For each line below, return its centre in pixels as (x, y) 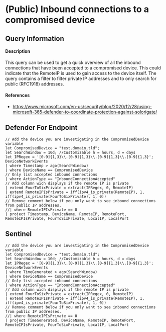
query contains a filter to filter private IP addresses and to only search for (81, 78)
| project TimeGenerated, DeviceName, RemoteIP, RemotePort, (70, 320)
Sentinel (18, 234)
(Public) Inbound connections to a (77, 9)
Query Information (35, 38)
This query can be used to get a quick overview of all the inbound (73, 62)
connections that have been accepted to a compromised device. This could (83, 68)
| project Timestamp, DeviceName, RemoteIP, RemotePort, (66, 214)
